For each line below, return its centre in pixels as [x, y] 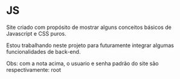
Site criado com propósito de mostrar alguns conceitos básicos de [89, 27]
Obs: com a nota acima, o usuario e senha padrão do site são [82, 63]
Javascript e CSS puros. [36, 33]
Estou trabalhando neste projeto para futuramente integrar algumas [90, 45]
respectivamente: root [34, 69]
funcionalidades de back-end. [43, 51]
